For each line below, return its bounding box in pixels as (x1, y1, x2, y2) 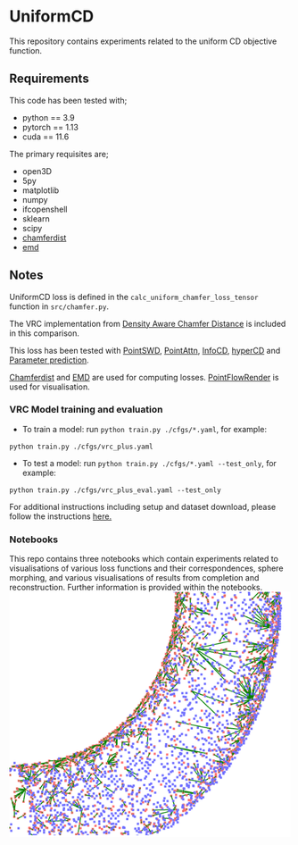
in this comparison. (9, 328, 80, 339)
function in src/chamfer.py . (9, 301, 110, 312)
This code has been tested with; (9, 95, 128, 105)
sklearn (21, 213, 51, 224)
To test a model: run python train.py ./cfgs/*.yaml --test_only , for (21, 457, 277, 468)
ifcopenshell (21, 204, 68, 214)
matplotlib (21, 185, 60, 196)
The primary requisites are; (9, 148, 109, 159)
